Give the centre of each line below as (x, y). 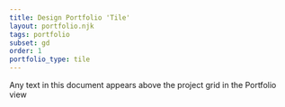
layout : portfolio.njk (52, 26)
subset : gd (30, 43)
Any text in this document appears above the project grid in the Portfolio (143, 85)
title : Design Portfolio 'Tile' (70, 18)
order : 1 (26, 51)
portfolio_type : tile (50, 59)
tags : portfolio (40, 34)
